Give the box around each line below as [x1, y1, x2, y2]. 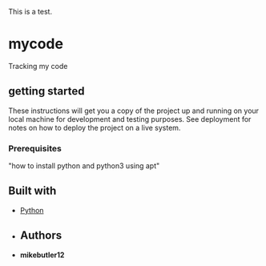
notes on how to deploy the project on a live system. [8, 123, 181, 132]
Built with [8, 184, 57, 198]
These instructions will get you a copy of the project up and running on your [8, 106, 259, 115]
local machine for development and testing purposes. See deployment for [8, 114, 252, 123]
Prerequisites [8, 143, 62, 154]
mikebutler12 [19, 250, 65, 260]
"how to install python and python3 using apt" [8, 161, 160, 171]
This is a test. [8, 7, 53, 16]
